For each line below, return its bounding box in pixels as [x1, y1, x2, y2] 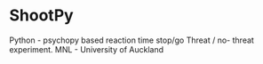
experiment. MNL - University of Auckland [9, 44, 164, 54]
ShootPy [9, 5, 74, 26]
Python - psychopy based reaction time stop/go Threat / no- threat [9, 35, 255, 45]
